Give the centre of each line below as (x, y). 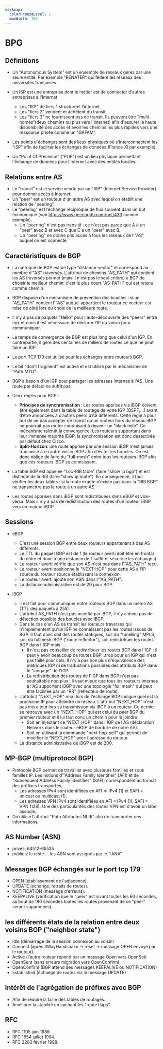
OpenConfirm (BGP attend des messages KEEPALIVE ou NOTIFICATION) (84, 967)
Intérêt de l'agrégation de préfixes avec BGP (73, 988)
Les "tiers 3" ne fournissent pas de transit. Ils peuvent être (78, 117)
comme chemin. (28, 288)
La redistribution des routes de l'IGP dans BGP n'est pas (83, 676)
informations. (25, 822)
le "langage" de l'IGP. (48, 670)
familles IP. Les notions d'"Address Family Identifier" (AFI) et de (75, 775)
